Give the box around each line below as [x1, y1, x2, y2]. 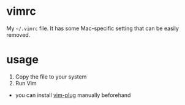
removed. [6, 31, 31, 38]
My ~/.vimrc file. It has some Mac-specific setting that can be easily [6, 25, 179, 32]
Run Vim [15, 79, 37, 87]
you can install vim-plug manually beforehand [15, 91, 131, 99]
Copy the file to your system [15, 72, 87, 80]
